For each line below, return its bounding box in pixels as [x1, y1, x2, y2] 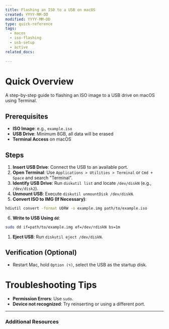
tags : [5, 26, 17, 31]
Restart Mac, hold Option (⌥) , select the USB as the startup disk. [12, 262, 147, 268]
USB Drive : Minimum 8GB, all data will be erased [12, 131, 114, 137]
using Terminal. [5, 97, 37, 103]
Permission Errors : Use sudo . [12, 296, 73, 302]
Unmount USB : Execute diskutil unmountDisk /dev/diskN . [12, 190, 134, 196]
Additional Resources [5, 318, 59, 325]
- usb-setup [10, 40, 35, 45]
